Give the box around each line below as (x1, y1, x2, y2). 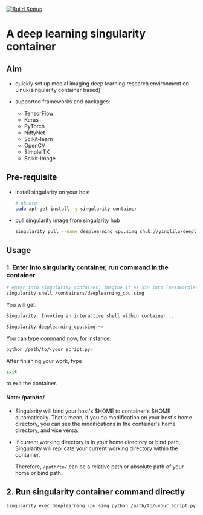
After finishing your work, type (6, 357, 82, 364)
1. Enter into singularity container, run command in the (6, 263, 169, 272)
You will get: (6, 301, 37, 308)
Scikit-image (24, 155, 56, 162)
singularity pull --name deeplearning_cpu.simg (14, 228, 137, 234)
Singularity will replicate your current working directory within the (14, 445, 178, 452)
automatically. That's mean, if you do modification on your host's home (14, 413, 192, 421)
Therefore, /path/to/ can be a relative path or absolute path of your (14, 463, 184, 470)
